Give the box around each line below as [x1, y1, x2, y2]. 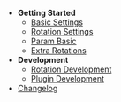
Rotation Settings [30, 27, 94, 36]
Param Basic [30, 35, 77, 46]
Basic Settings [30, 17, 84, 27]
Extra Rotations [30, 45, 87, 56]
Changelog [17, 83, 58, 93]
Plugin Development [30, 74, 104, 83]
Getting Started [17, 8, 77, 18]
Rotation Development [30, 64, 112, 75]
